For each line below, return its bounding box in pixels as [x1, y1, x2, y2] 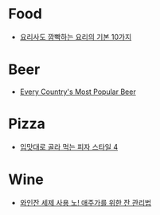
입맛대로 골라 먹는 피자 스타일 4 [19, 142, 118, 151]
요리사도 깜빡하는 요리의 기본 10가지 [19, 32, 132, 41]
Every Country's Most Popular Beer [19, 87, 137, 96]
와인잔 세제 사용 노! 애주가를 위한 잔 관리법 [19, 197, 152, 207]
